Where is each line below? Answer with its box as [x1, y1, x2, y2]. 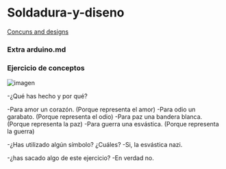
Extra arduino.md [7, 45, 66, 54]
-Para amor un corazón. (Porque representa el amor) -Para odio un [7, 105, 196, 114]
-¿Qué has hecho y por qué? [7, 92, 88, 100]
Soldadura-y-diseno [7, 5, 125, 21]
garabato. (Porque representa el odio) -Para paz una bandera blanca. [7, 113, 203, 121]
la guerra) [7, 127, 35, 135]
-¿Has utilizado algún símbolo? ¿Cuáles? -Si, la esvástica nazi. [7, 141, 183, 149]
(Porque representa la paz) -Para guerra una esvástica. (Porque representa [7, 120, 219, 128]
